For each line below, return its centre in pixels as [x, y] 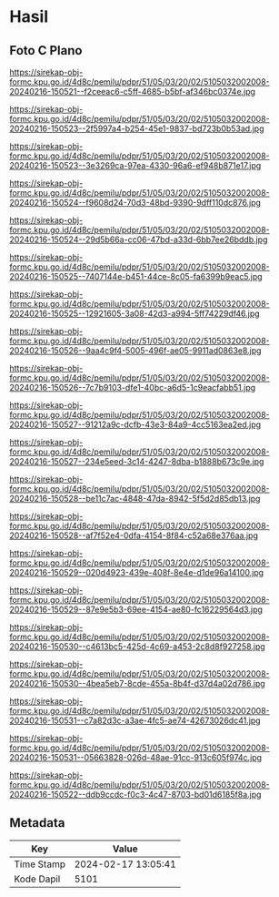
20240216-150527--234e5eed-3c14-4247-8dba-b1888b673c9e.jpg [137, 461]
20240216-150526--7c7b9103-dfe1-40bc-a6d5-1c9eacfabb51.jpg [133, 387]
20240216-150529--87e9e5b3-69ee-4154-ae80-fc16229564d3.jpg [136, 609]
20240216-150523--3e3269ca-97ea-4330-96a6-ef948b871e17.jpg [135, 165]
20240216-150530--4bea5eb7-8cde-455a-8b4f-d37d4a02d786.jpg [137, 683]
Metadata [37, 823]
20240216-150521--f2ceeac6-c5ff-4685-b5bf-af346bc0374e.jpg [133, 92]
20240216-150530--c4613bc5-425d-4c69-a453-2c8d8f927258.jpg [137, 647]
